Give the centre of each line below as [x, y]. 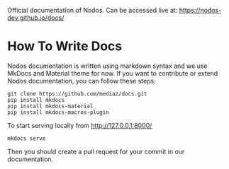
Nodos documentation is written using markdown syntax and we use [107, 66]
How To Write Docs [65, 46]
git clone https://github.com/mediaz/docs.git [77, 94]
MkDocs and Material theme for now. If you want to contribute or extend [113, 73]
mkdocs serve [27, 138]
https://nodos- [200, 10]
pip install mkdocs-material [50, 106]
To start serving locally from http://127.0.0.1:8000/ [80, 125]
